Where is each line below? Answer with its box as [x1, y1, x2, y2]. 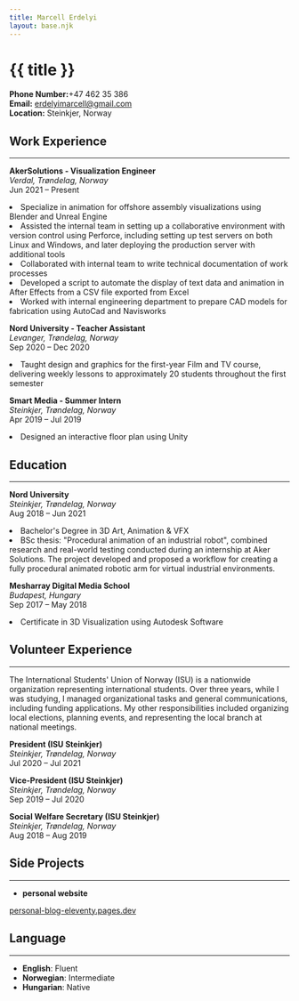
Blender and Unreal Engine [9, 211, 108, 222]
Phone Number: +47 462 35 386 [9, 89, 129, 100]
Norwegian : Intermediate [21, 972, 116, 983]
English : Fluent [21, 963, 78, 973]
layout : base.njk [9, 21, 74, 30]
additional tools [9, 249, 66, 260]
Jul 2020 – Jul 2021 [9, 757, 82, 768]
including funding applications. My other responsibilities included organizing [9, 702, 289, 713]
